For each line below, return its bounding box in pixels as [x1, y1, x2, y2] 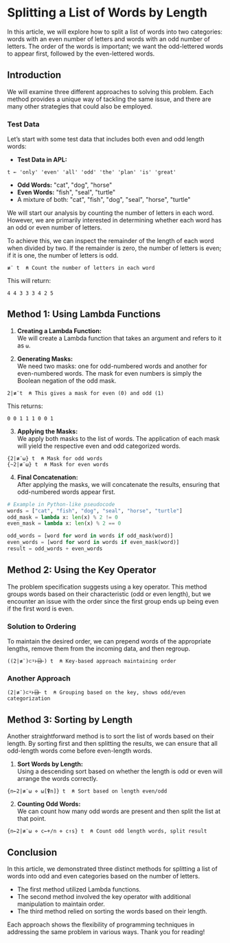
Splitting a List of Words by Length [7, 5, 208, 21]
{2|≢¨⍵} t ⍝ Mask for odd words [7, 455, 103, 462]
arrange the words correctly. [16, 775, 98, 783]
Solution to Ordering [7, 622, 77, 631]
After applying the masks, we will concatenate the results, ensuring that [16, 480, 220, 488]
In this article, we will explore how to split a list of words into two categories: [7, 27, 223, 36]
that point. [16, 815, 47, 823]
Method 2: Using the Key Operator [7, 565, 157, 576]
